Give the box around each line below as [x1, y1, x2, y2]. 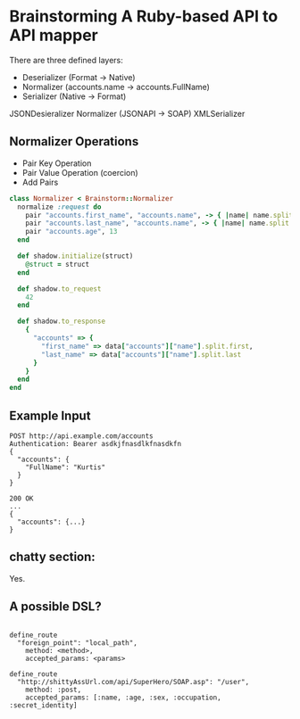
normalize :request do [17, 202, 102, 211]
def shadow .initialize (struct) [17, 252, 134, 260]
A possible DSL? [9, 599, 102, 615]
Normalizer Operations [9, 134, 139, 149]
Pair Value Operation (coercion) [21, 167, 138, 178]
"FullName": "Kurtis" [25, 462, 105, 472]
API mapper [9, 25, 98, 45]
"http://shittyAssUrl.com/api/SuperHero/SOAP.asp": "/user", [17, 677, 250, 686]
